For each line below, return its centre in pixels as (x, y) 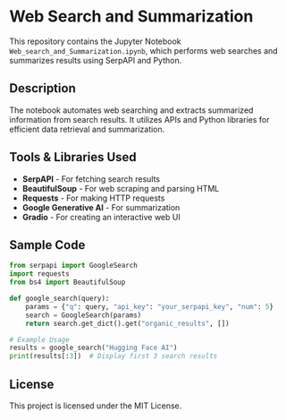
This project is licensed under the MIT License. (96, 406)
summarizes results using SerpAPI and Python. (96, 60)
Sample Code (47, 245)
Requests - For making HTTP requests (93, 198)
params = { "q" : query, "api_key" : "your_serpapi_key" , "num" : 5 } (150, 306)
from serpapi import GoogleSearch (74, 266)
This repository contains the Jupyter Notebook (95, 41)
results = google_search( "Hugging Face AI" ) (93, 348)
